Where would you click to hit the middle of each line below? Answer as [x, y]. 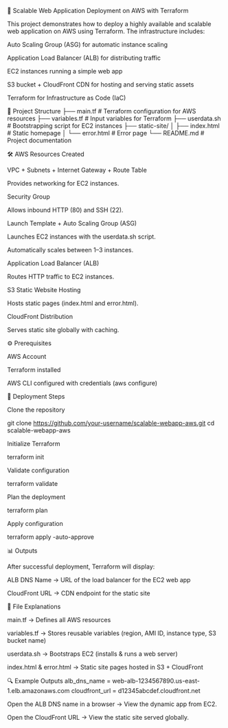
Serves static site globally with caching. [63, 330]
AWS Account [27, 356]
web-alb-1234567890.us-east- [156, 681]
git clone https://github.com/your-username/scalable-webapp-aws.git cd [111, 423]
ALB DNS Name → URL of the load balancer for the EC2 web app [99, 580]
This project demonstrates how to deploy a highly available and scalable [109, 24]
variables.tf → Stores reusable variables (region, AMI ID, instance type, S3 [112, 633]
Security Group [28, 197]
